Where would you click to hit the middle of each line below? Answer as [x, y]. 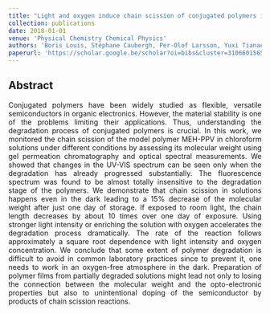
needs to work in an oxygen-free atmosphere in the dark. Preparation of [135, 267]
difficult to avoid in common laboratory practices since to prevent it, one [135, 259]
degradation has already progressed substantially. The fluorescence [135, 173]
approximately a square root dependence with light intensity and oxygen [135, 241]
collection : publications [51, 23]
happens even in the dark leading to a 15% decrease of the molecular [135, 198]
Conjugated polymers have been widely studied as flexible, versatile [135, 104]
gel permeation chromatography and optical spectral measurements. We [135, 156]
